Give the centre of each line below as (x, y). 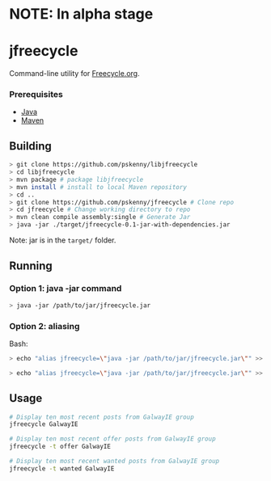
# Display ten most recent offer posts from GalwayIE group (113, 439)
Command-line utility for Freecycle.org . (74, 74)
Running (31, 266)
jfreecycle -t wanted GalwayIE (62, 468)
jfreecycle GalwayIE (44, 424)
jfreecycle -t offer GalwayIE (60, 447)
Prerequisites (36, 95)
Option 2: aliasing (44, 326)
